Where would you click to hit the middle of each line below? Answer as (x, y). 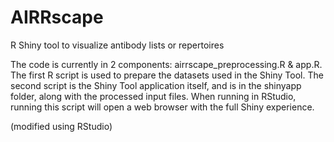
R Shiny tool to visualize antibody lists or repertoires (117, 45)
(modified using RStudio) (61, 126)
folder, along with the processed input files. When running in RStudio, (153, 96)
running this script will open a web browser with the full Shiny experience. (162, 107)
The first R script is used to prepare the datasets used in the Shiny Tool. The (167, 75)
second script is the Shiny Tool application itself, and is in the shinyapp (156, 85)
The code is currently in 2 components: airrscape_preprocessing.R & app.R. (166, 64)
